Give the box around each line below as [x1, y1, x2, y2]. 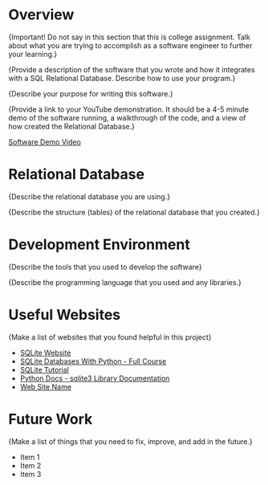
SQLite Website [19, 348, 71, 357]
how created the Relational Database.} [8, 121, 135, 131]
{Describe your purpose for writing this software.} [8, 88, 174, 98]
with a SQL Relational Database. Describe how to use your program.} [8, 73, 236, 83]
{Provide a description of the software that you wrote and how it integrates [8, 64, 255, 74]
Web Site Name [19, 381, 72, 391]
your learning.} [8, 49, 58, 59]
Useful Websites [8, 306, 121, 324]
